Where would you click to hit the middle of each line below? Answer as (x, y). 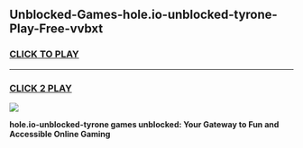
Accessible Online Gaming (60, 134)
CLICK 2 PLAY (41, 88)
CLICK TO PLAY (44, 55)
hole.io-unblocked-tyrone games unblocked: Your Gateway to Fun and (144, 124)
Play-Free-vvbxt (56, 29)
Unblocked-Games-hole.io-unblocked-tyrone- (143, 15)
